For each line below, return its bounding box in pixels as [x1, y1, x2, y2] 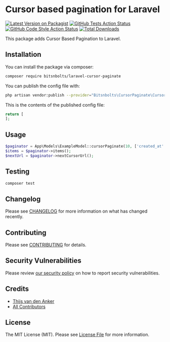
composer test [5, 181, 35, 186]
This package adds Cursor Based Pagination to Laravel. [5, 36, 121, 42]
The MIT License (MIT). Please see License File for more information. [5, 331, 149, 338]
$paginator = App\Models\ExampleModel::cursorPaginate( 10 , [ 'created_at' [5, 144, 164, 149]
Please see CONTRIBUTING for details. [5, 242, 87, 248]
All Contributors [12, 303, 46, 310]
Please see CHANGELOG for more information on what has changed [5, 208, 148, 214]
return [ [5, 112, 24, 117]
